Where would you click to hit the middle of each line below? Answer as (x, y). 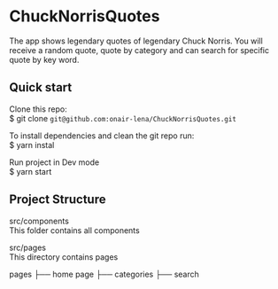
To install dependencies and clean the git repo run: (102, 136)
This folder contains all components (74, 230)
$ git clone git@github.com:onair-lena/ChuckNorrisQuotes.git (123, 118)
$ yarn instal (32, 144)
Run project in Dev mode (54, 162)
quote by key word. (44, 59)
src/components (39, 221)
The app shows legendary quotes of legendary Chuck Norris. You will (136, 41)
